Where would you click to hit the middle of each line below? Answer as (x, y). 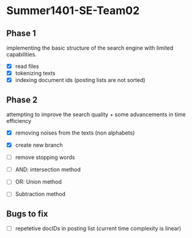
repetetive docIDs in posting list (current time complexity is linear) (98, 229)
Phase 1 (21, 33)
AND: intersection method (48, 169)
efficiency (19, 121)
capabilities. (21, 54)
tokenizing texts (35, 73)
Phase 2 (22, 99)
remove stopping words (45, 157)
